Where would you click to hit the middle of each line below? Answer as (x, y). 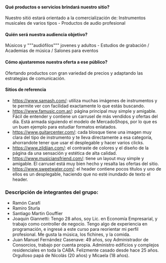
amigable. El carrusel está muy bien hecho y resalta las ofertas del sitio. (86, 164)
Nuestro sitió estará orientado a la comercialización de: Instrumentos (76, 18)
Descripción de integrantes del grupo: (52, 192)
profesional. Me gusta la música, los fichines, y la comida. (71, 234)
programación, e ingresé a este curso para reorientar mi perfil (75, 229)
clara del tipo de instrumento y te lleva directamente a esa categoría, (82, 137)
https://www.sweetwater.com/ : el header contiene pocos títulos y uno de (87, 169)
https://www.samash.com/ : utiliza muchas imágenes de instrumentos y (85, 100)
